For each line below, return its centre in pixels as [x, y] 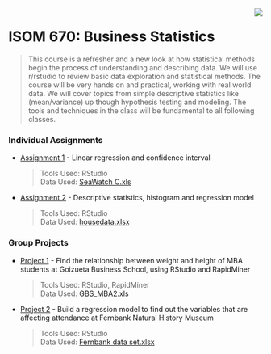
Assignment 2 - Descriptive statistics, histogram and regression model [137, 198]
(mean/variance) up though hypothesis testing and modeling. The [137, 102]
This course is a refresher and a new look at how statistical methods [142, 59]
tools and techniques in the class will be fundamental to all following [141, 110]
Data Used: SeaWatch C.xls [85, 182]
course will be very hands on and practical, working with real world [140, 85]
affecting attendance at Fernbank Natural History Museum [117, 318]
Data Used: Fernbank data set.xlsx [97, 342]
